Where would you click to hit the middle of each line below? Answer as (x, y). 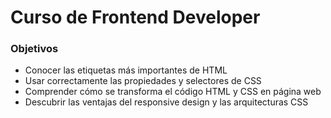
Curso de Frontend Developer (135, 17)
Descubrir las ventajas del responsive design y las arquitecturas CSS (166, 102)
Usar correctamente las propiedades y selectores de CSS (143, 81)
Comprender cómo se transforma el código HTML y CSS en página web (173, 92)
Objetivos (34, 49)
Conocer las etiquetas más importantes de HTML (126, 70)
